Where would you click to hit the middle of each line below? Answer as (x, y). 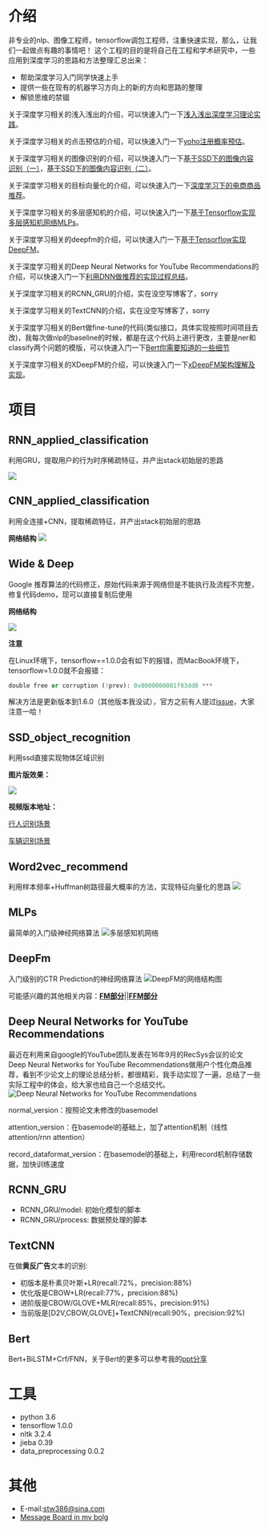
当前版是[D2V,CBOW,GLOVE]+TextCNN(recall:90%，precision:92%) (132, 1313)
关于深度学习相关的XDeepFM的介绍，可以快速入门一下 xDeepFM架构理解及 (132, 364)
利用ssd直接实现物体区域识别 (56, 758)
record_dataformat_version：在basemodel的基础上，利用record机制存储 (127, 1154)
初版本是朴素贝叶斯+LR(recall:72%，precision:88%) (106, 1283)
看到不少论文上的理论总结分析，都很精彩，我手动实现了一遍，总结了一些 (141, 1074)
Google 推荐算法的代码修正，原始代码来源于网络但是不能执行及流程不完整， (133, 584)
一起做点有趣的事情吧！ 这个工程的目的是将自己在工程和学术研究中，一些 (135, 50)
